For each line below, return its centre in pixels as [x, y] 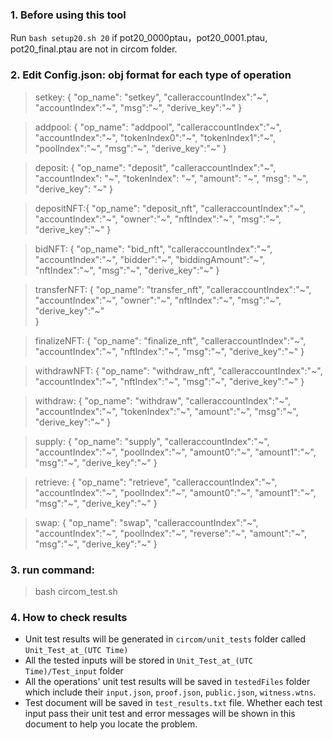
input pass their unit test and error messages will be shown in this [160, 714]
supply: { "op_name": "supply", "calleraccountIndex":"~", [152, 441]
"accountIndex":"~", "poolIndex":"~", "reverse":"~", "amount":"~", [170, 533]
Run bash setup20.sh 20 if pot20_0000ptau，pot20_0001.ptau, [139, 38]
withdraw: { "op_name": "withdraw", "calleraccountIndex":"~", [163, 400]
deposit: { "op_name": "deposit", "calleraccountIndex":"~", [155, 167]
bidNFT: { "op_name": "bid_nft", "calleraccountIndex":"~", [153, 249]
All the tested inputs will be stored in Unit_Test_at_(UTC [139, 660]
